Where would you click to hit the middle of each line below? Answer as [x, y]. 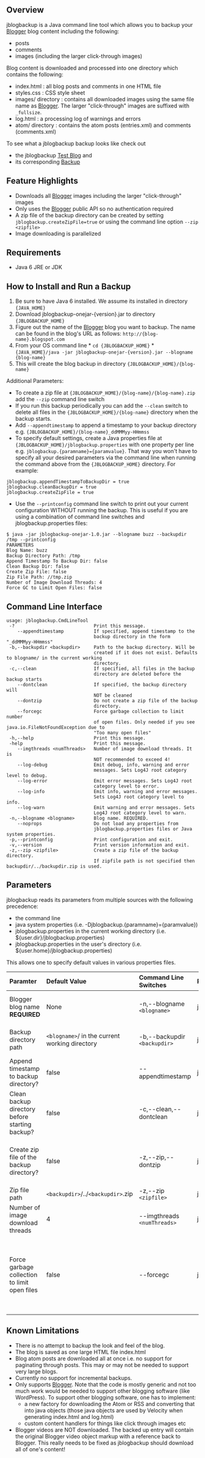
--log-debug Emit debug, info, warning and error [103, 765]
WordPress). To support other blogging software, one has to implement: [106, 1397]
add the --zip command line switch [60, 399]
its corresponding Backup [48, 162]
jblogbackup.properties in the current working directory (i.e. [91, 931]
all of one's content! [40, 1449]
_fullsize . [28, 112]
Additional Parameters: [35, 381]
